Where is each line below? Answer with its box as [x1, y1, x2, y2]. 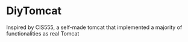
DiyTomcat [6, 4, 62, 18]
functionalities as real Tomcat [6, 30, 80, 37]
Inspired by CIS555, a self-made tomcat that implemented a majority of [6, 24, 183, 31]
